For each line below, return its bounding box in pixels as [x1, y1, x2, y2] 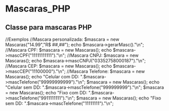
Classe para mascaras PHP [5, 23, 92, 32]
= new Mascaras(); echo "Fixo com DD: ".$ [5, 90, 95, 95]
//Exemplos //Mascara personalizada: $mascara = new [5, 36, 120, 42]
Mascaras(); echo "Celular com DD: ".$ [5, 74, 87, 79]
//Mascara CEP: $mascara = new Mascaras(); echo [5, 63, 112, 69]
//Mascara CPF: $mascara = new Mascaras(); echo [5, 47, 112, 53]
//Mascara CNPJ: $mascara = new [67, 52, 139, 58]
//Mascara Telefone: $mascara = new [66, 68, 145, 74]
